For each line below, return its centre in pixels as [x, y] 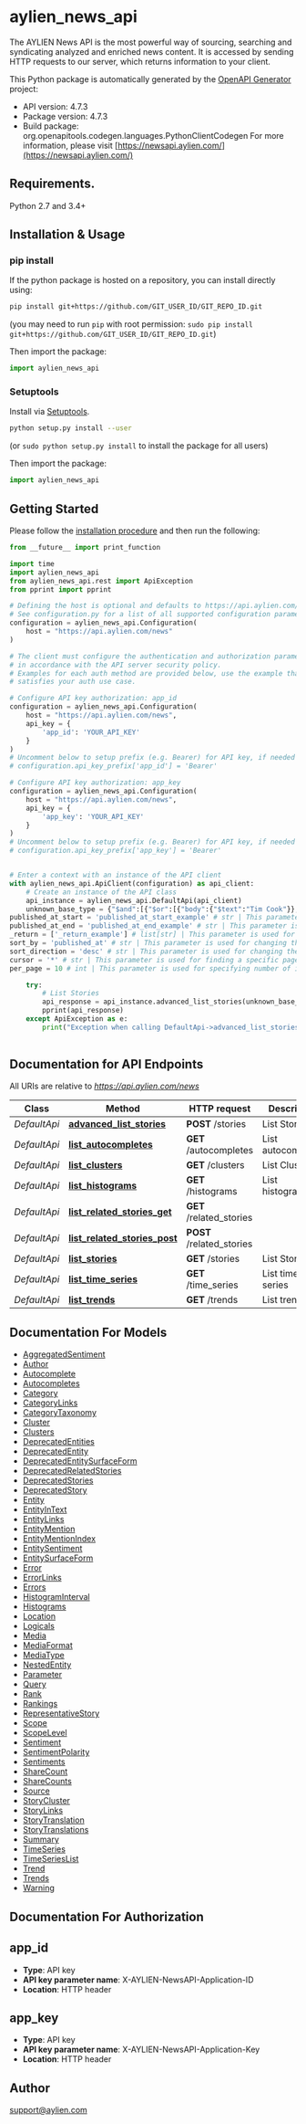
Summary [41, 1840]
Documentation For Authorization [107, 1916]
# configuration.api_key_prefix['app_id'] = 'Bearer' [114, 766]
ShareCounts [47, 1782]
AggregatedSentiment [64, 1354]
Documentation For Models [88, 1332]
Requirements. [52, 184]
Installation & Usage [67, 235]
